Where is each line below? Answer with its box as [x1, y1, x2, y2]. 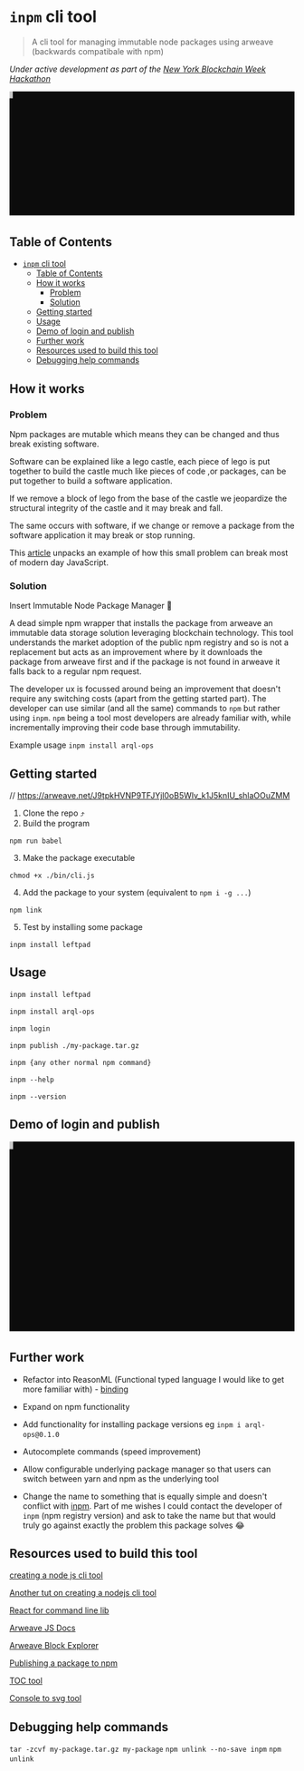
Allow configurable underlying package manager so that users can [22, 1463, 271, 1474]
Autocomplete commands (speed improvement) [22, 1445, 202, 1457]
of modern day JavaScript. [9, 556, 109, 568]
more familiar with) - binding [22, 1384, 129, 1394]
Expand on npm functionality [22, 1401, 130, 1412]
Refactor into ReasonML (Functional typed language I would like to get [22, 1374, 285, 1385]
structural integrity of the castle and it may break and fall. [9, 502, 223, 514]
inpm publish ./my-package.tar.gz [9, 1041, 140, 1050]
